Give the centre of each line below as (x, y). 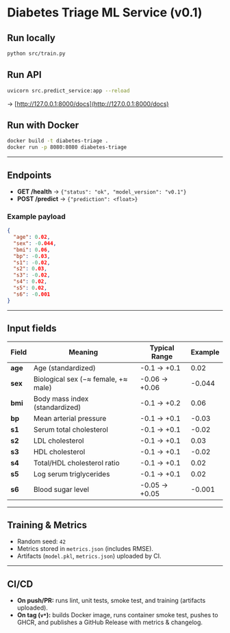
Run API (25, 75)
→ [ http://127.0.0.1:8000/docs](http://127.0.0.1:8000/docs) (88, 103)
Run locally (31, 38)
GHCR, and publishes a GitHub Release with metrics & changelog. (110, 622)
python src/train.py (37, 53)
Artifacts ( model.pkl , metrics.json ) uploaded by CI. (89, 556)
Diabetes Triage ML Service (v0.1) (105, 13)
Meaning (83, 352)
